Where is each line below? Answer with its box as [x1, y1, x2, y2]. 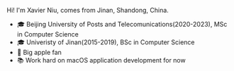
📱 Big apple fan [16, 49, 62, 56]
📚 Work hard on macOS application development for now [16, 56, 186, 64]
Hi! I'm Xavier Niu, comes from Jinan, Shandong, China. [6, 6, 169, 14]
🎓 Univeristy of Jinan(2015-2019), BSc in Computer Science [16, 38, 196, 46]
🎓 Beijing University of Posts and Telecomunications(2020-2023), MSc [16, 20, 228, 28]
